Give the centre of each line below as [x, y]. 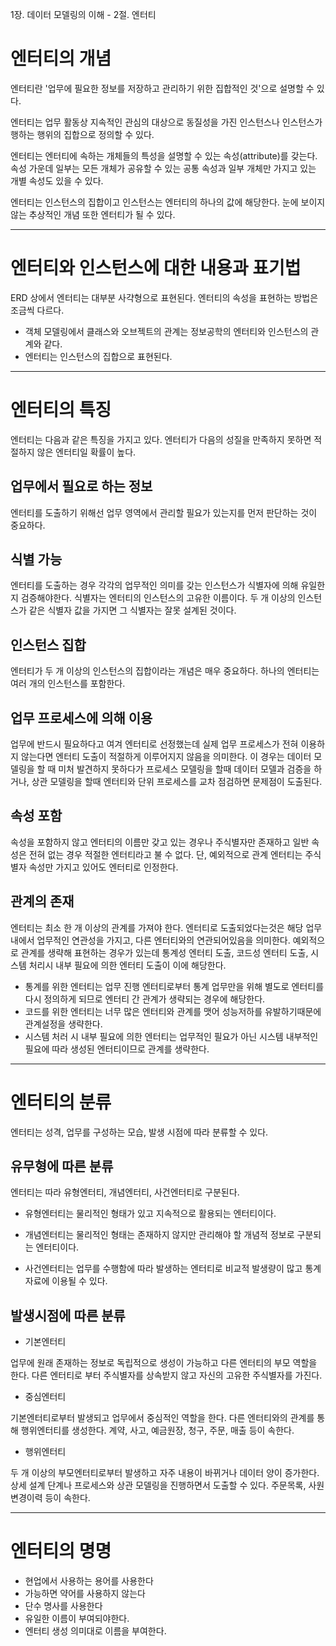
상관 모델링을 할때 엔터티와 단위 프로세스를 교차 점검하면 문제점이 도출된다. [177, 782]
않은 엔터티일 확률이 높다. [86, 452]
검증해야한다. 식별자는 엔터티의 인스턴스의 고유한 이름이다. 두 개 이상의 [158, 598]
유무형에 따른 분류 [62, 1166]
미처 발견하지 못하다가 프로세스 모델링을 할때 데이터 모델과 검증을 [185, 769]
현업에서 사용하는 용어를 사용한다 [89, 1581]
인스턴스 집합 [48, 644]
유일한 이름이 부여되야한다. [77, 1619]
